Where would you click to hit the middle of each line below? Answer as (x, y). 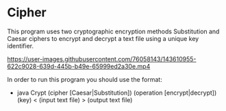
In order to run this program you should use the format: (85, 79)
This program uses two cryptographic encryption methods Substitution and (113, 31)
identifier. (21, 46)
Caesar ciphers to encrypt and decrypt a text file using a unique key (103, 38)
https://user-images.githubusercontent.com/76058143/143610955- (102, 59)
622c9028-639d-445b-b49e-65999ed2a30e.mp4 (79, 66)
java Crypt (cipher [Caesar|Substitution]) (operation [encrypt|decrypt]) (117, 93)
